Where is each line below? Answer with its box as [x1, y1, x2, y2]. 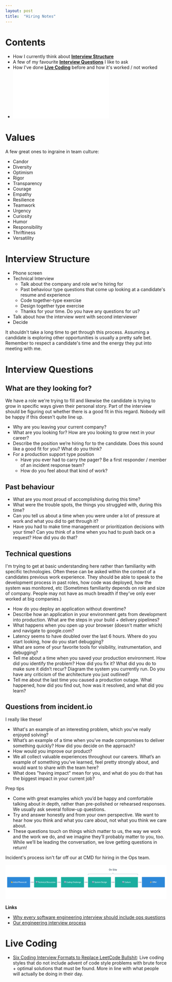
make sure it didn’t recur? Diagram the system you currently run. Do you [12, 666, 165, 672]
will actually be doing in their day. [12, 971, 83, 977]
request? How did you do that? [12, 535, 78, 541]
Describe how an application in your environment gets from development [12, 611, 167, 617]
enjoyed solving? [12, 732, 49, 738]
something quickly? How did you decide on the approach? [12, 742, 136, 749]
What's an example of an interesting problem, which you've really [12, 726, 151, 732]
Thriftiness [12, 229, 36, 236]
